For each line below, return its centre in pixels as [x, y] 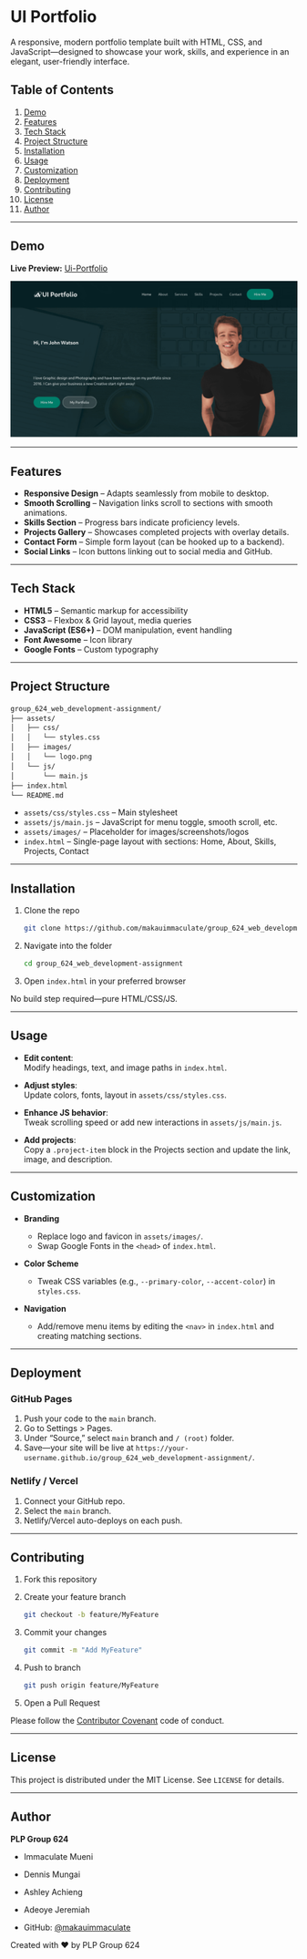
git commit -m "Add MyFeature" [83, 1650]
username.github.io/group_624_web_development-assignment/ [138, 1459]
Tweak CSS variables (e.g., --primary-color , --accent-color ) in [156, 1281]
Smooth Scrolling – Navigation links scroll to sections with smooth [148, 503]
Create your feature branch [75, 1597]
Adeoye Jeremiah [56, 1909]
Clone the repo [51, 911]
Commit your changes [65, 1633]
